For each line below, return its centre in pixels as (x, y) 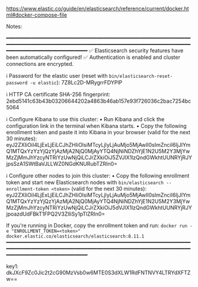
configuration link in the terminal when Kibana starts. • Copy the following (96, 126)
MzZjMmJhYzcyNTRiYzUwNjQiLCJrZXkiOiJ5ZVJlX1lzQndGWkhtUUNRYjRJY (99, 157)
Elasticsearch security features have (139, 51)
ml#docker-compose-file (36, 15)
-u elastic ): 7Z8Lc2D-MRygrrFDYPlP (76, 82)
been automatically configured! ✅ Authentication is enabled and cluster (93, 57)
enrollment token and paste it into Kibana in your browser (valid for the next (98, 132)
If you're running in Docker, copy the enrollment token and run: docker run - (99, 225)
